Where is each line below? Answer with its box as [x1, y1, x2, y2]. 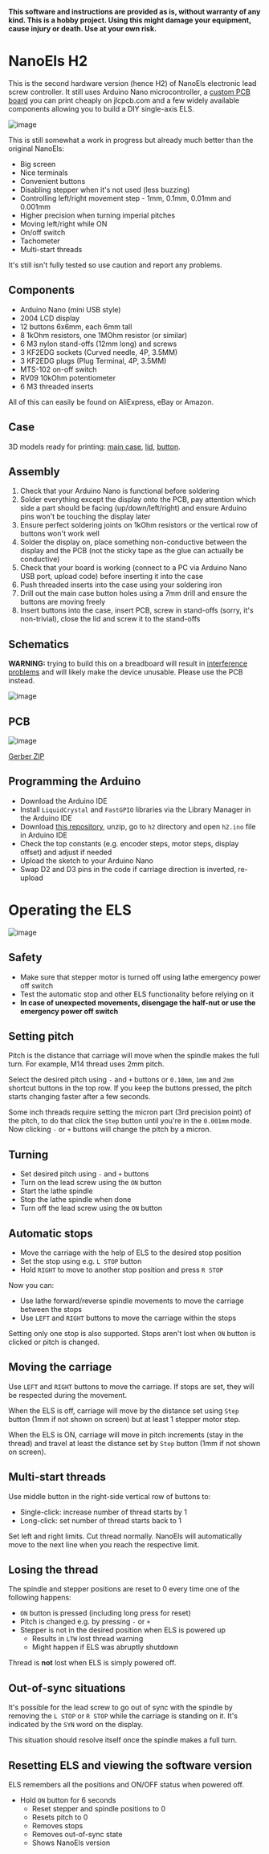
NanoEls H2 [8, 52, 88, 71]
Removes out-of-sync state [31, 1830, 123, 1840]
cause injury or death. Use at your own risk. [8, 24, 157, 33]
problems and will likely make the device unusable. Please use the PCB [8, 667, 243, 677]
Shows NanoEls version [31, 1838, 111, 1848]
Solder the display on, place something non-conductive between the [19, 537, 247, 547]
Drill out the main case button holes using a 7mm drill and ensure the [19, 589, 247, 598]
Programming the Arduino [8, 775, 141, 788]
